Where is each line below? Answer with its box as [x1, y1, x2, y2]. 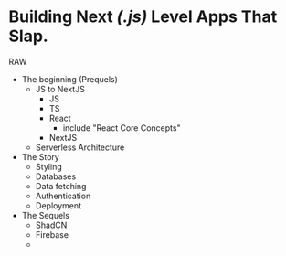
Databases [35, 171, 77, 182]
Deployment [35, 199, 82, 211]
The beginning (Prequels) [21, 73, 118, 84]
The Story [21, 151, 60, 162]
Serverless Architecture [35, 142, 125, 153]
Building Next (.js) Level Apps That [8, 6, 278, 27]
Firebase [35, 229, 69, 240]
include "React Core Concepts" [62, 122, 181, 133]
